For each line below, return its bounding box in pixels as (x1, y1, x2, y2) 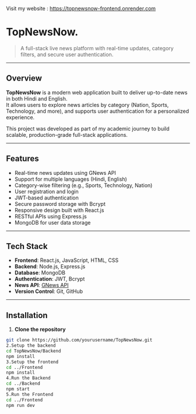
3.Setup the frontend (6, 359, 59, 365)
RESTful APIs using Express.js (14, 213, 87, 220)
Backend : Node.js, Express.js (14, 263, 86, 270)
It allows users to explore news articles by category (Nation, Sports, (6, 101, 169, 108)
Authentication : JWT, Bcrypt (14, 275, 85, 282)
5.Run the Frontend (6, 391, 54, 397)
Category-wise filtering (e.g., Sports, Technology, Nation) (14, 181, 153, 189)
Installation (6, 310, 48, 320)
